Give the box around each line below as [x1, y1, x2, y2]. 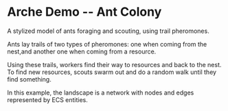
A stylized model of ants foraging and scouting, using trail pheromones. [7, 27, 209, 35]
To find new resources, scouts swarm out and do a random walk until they [7, 68, 217, 76]
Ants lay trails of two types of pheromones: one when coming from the [7, 40, 207, 48]
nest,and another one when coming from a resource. [7, 47, 157, 56]
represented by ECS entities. [7, 95, 88, 103]
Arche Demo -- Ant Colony [7, 4, 162, 20]
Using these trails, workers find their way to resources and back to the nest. [7, 60, 222, 69]
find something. [7, 75, 52, 83]
